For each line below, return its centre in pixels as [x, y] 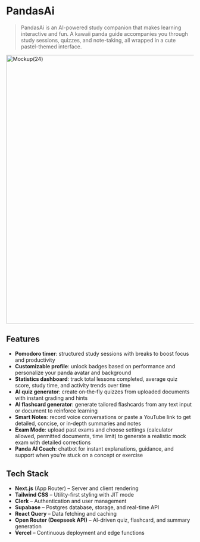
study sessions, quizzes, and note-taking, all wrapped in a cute [98, 40]
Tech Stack [27, 474]
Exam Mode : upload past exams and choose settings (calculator [94, 429]
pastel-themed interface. [51, 47]
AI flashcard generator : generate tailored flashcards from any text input [103, 404]
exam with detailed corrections [53, 442]
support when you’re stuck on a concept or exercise [79, 455]
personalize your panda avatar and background [73, 372]
